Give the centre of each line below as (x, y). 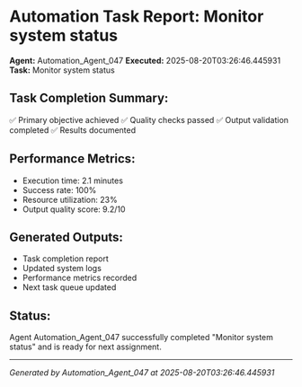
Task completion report (66, 259)
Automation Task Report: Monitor (137, 17)
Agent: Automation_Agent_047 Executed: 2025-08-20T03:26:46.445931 (145, 60)
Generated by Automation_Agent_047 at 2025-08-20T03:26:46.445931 (142, 373)
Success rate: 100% (59, 189)
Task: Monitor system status (62, 70)
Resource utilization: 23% (70, 199)
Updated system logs (62, 268)
